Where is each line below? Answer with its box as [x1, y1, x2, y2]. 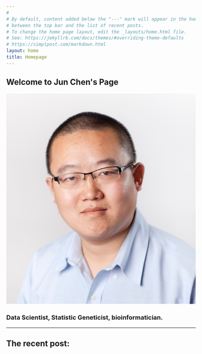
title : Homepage [6, 54, 47, 60]
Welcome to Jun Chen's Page [6, 77, 119, 87]
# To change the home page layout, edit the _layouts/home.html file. [6, 29, 187, 35]
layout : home [6, 48, 39, 54]
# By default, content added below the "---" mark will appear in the [6, 16, 187, 22]
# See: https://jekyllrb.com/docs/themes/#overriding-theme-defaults [6, 35, 185, 41]
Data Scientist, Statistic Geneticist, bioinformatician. [6, 313, 164, 322]
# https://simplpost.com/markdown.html [6, 41, 106, 47]
